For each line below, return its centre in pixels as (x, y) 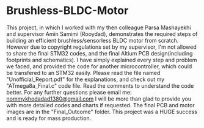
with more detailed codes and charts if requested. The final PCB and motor (101, 105)
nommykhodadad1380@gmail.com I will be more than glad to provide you (99, 99)
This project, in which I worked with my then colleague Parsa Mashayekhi (99, 27)
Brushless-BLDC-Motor (67, 11)
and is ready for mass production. (49, 118)
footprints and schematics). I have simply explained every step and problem (102, 60)
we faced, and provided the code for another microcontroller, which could (99, 66)
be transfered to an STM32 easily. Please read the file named (83, 73)
